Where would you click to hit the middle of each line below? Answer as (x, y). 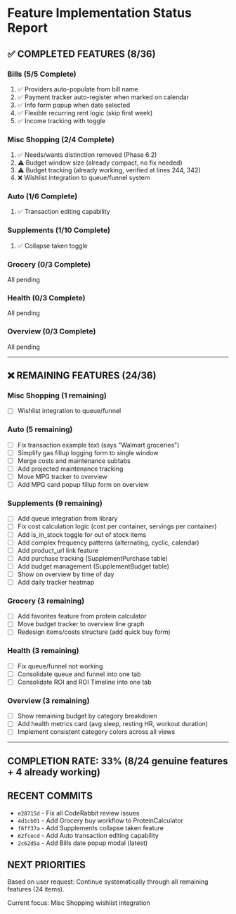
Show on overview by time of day (66, 574)
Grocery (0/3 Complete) (49, 264)
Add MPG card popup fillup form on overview (83, 485)
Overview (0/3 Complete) (52, 331)
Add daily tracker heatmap (56, 582)
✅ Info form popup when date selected (74, 105)
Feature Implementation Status (99, 13)
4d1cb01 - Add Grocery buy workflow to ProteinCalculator (100, 820)
